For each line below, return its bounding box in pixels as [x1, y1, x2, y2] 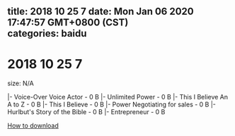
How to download [7, 121, 59, 130]
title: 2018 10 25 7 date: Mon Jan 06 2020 [7, 6, 194, 18]
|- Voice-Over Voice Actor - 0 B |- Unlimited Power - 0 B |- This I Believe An [7, 93, 229, 101]
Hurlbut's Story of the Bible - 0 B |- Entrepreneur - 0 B [7, 108, 166, 116]
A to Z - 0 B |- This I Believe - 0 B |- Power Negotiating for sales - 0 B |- [7, 100, 216, 109]
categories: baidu [7, 27, 87, 39]
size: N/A [7, 79, 34, 87]
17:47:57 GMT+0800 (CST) [7, 17, 129, 29]
